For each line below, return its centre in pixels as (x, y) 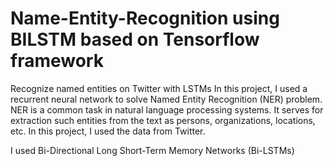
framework (57, 61)
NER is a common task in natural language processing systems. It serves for (167, 109)
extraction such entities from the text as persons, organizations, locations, (163, 120)
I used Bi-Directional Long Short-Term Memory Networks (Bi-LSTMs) (152, 150)
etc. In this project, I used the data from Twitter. (108, 131)
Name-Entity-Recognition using (145, 18)
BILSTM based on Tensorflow (135, 39)
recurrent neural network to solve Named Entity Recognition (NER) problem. (166, 99)
